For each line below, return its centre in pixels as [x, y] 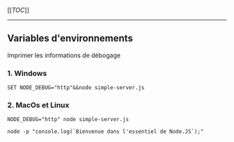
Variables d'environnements [70, 39]
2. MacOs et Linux [38, 105]
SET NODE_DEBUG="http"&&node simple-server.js [76, 88]
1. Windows [27, 73]
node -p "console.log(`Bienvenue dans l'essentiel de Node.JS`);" [106, 132]
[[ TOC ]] [18, 10]
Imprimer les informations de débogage [64, 55]
